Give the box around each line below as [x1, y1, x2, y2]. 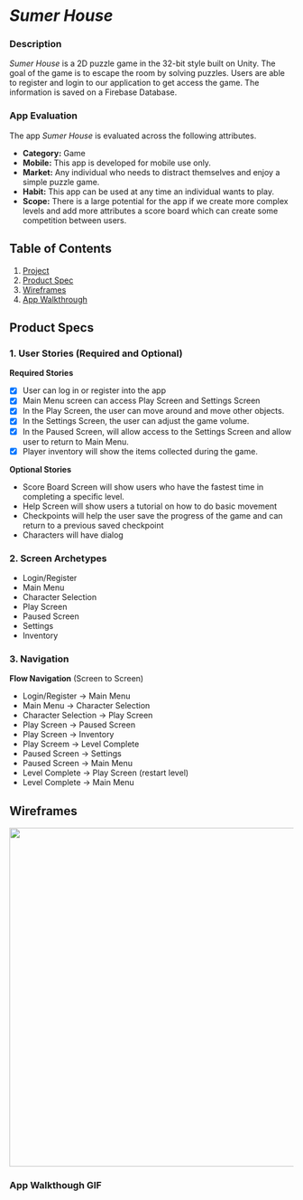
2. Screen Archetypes [9, 552, 107, 565]
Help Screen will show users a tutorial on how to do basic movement [22, 501, 278, 511]
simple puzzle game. [22, 176, 100, 187]
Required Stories [9, 368, 74, 379]
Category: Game [22, 147, 86, 158]
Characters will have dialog [22, 530, 124, 540]
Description [9, 38, 62, 51]
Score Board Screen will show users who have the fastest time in [22, 481, 264, 492]
